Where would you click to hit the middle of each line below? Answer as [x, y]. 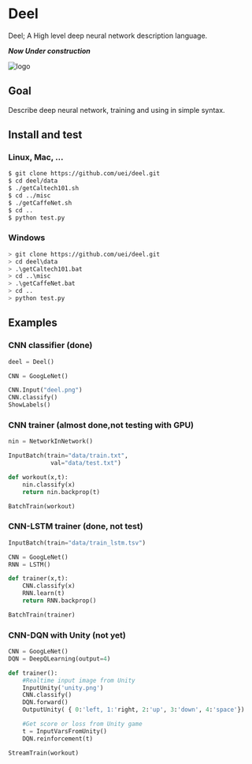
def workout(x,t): [38, 477]
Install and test [45, 135]
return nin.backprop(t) [61, 492]
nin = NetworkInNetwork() [50, 442]
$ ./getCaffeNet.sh [40, 203]
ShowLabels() [30, 405]
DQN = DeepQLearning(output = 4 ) [59, 659]
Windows [27, 238]
